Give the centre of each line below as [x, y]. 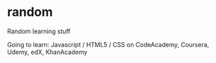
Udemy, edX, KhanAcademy [47, 52]
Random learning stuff [39, 31]
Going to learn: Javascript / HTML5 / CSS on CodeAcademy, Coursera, [108, 44]
